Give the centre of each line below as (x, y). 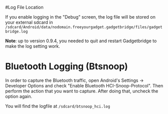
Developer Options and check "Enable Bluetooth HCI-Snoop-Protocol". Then (84, 85)
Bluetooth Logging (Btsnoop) (67, 67)
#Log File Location (24, 7)
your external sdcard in (29, 22)
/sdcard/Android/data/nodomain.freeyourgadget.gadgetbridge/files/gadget (84, 27)
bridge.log (17, 32)
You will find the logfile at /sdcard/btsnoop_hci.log (58, 106)
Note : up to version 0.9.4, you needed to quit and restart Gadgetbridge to (81, 41)
